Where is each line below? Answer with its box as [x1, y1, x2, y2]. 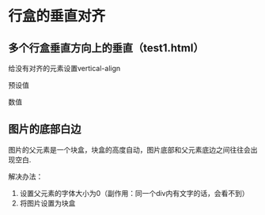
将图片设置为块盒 [19, 198, 76, 208]
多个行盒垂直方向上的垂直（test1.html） [8, 41, 204, 55]
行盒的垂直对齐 [8, 7, 106, 25]
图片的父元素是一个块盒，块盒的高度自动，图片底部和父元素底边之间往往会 [8, 145, 251, 154]
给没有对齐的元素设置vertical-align [8, 64, 121, 73]
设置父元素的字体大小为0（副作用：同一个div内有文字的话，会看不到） [19, 188, 249, 198]
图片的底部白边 [8, 123, 81, 136]
